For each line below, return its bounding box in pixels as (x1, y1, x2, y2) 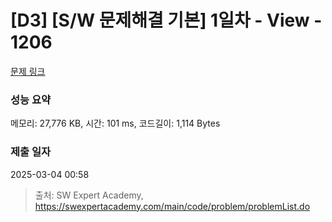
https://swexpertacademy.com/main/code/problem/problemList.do (34, 200, 311, 212)
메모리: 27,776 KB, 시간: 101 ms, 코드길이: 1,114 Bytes (10, 117, 221, 130)
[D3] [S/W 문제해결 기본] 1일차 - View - (10, 9, 323, 32)
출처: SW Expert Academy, (34, 189, 144, 201)
